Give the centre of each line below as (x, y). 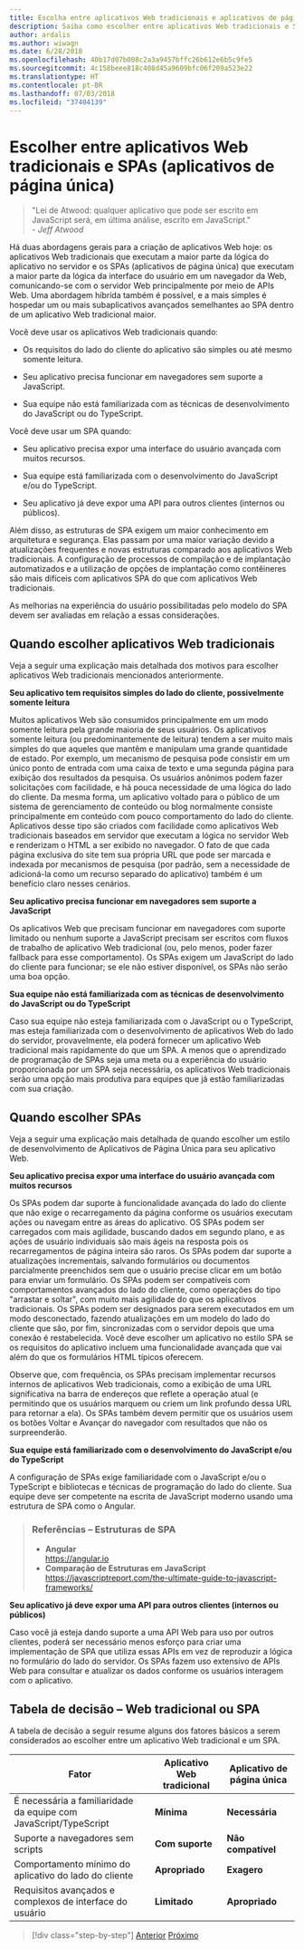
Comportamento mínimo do (72, 1865)
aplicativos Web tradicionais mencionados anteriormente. (117, 675)
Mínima (171, 1812)
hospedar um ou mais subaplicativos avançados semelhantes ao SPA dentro (152, 305)
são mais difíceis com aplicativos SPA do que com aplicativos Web (133, 579)
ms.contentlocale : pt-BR (56, 85)
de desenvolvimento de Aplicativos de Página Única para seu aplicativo (142, 1148)
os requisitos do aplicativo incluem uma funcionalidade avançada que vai (146, 1347)
